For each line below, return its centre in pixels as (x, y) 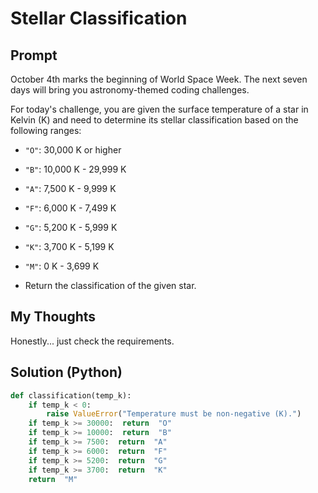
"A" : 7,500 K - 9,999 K (70, 188)
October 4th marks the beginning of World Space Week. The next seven (159, 79)
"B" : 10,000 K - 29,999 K (75, 169)
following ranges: (46, 130)
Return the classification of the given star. (110, 285)
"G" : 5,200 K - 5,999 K (71, 227)
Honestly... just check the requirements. (92, 341)
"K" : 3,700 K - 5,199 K (69, 246)
